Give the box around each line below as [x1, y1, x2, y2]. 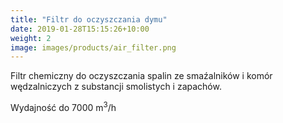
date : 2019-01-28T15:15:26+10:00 [10, 24, 150, 34]
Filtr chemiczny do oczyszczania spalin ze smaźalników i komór [10, 70, 273, 82]
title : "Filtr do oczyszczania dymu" [10, 14, 168, 25]
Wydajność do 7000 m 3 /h [10, 100, 117, 113]
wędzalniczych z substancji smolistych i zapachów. [10, 81, 222, 93]
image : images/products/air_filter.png [10, 42, 177, 53]
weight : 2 [10, 33, 52, 43]
